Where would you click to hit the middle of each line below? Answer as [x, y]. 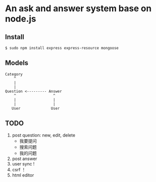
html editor [23, 175]
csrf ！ [19, 169]
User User [36, 108]
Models [17, 63]
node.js [21, 19]
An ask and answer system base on [78, 9]
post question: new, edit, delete [44, 135]
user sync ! [23, 163]
